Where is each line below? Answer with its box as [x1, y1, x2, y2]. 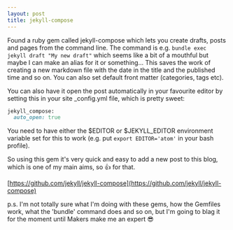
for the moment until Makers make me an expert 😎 [7, 215, 154, 224]
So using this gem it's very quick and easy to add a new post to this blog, [7, 155, 218, 164]
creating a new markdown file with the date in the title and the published [7, 66, 216, 74]
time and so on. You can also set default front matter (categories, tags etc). [7, 73, 224, 81]
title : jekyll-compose [7, 17, 73, 24]
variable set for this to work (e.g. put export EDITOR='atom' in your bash [7, 134, 214, 143]
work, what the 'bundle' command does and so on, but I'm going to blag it [7, 208, 220, 216]
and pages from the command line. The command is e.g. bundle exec [7, 43, 207, 52]
